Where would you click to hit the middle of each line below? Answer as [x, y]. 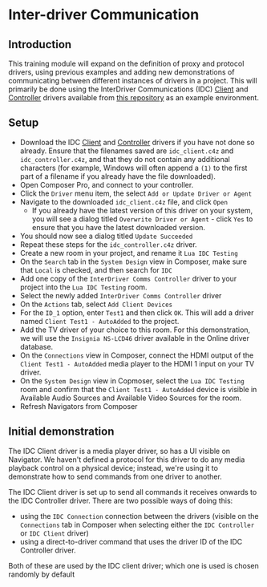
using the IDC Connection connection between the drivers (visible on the [139, 516]
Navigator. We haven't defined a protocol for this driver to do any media [127, 459]
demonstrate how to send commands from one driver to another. [115, 476]
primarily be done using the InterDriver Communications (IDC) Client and [128, 89]
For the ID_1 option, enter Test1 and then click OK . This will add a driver [137, 312]
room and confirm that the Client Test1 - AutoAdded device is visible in [138, 389]
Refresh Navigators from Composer [79, 406]
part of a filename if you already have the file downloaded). [118, 176]
